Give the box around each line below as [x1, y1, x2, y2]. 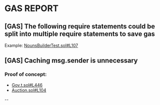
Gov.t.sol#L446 [11, 82, 43, 88]
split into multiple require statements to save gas [4, 30, 155, 38]
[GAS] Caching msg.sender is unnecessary [4, 57, 138, 65]
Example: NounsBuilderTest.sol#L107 [4, 43, 79, 48]
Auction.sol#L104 [11, 87, 47, 93]
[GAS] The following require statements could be [4, 22, 156, 30]
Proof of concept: [4, 71, 47, 78]
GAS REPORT [4, 3, 59, 14]
